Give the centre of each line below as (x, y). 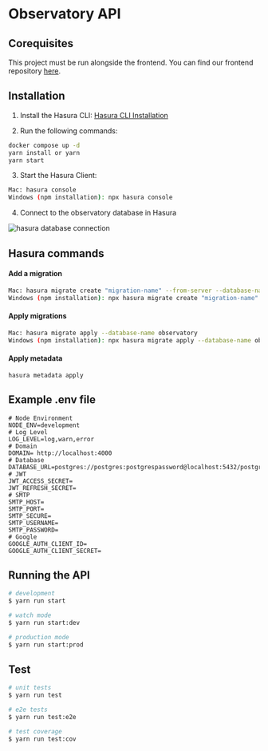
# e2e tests (28, 710)
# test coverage (35, 731)
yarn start (26, 160)
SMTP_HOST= (26, 502)
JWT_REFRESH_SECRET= (43, 488)
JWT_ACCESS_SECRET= (41, 481)
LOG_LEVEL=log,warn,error (51, 439)
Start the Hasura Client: (58, 176)
